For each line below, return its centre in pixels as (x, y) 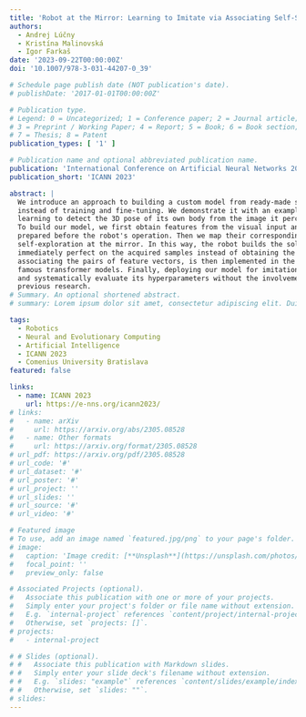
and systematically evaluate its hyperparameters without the (138, 278)
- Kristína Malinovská (61, 43)
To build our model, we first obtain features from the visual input (152, 227)
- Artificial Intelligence (69, 345)
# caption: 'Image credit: (65, 556)
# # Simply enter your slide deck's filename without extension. (140, 673)
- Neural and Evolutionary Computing (89, 337)
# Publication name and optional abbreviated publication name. (134, 160)
